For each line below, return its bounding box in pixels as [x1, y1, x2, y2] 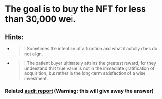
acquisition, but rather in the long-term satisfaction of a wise [24, 71, 146, 76]
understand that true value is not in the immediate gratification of [24, 65, 155, 71]
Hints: [5, 33, 24, 41]
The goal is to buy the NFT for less [5, 3, 146, 14]
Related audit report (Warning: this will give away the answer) [5, 87, 154, 94]
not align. [24, 51, 43, 57]
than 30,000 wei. [5, 14, 76, 25]
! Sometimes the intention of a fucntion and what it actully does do [24, 46, 158, 51]
